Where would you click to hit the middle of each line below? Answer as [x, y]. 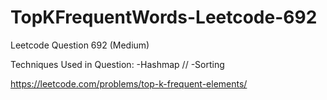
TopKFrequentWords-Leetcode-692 [164, 17]
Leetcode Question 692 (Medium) [80, 45]
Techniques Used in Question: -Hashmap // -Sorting [117, 64]
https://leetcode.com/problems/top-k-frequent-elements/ [129, 83]
